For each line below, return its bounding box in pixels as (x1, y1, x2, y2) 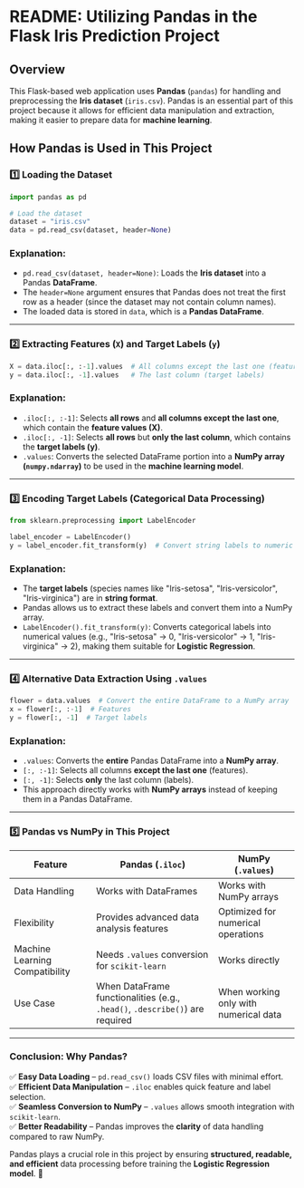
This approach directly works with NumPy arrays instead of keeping (22, 784, 278, 795)
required (96, 1013, 133, 1026)
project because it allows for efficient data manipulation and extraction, (9, 105, 275, 115)
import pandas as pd (9, 192, 88, 201)
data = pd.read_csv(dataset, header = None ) (9, 226, 172, 235)
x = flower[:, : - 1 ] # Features (9, 705, 131, 714)
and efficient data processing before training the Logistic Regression (9, 1158, 270, 1169)
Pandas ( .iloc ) (119, 858, 185, 871)
